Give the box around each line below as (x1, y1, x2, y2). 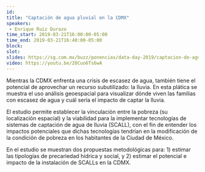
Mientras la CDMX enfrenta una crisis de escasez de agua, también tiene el (6, 77, 196, 84)
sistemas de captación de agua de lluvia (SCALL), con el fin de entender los (6, 121, 197, 128)
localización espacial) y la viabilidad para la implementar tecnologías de (6, 114, 187, 122)
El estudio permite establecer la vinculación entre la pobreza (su (6, 108, 168, 115)
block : (6, 43, 23, 49)
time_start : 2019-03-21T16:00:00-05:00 (6, 32, 108, 38)
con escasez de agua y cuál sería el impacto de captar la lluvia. (6, 96, 166, 104)
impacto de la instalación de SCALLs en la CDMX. (6, 159, 131, 166)
